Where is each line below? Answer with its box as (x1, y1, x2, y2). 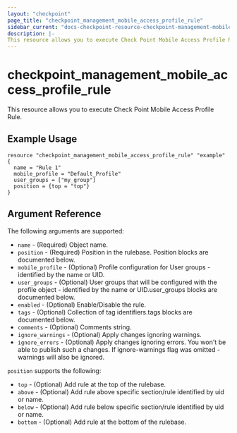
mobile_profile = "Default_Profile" (13, 170, 121, 177)
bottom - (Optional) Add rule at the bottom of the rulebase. (17, 417, 187, 426)
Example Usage (7, 133, 78, 145)
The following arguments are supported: (7, 226, 125, 235)
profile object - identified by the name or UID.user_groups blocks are (17, 285, 217, 293)
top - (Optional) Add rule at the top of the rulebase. (17, 380, 166, 389)
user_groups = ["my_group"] (13, 176, 97, 183)
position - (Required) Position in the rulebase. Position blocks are (17, 248, 209, 256)
